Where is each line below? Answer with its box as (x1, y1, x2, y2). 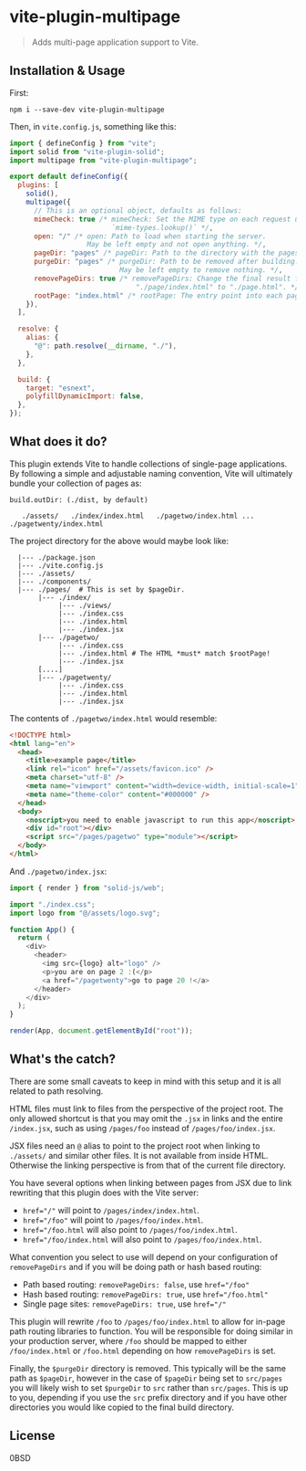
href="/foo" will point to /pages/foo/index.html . (22, 1214, 204, 1225)
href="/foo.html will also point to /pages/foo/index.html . (22, 1224, 238, 1235)
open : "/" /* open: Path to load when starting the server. (33, 231, 267, 241)
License (9, 1428, 56, 1444)
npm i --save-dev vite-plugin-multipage (9, 105, 166, 114)
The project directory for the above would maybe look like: (9, 535, 229, 546)
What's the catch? (9, 1052, 117, 1067)
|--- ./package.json (17, 552, 96, 562)
